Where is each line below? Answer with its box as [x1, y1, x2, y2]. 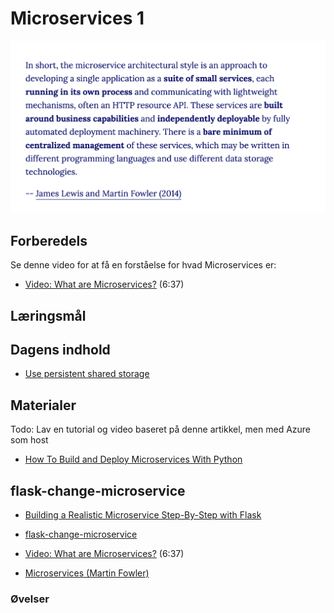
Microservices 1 [10, 7, 145, 30]
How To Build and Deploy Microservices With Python [24, 453, 243, 466]
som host [10, 434, 49, 446]
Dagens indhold [10, 341, 111, 358]
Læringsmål [10, 307, 87, 324]
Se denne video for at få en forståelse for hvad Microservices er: [10, 259, 277, 271]
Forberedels [10, 232, 88, 249]
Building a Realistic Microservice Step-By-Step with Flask [24, 508, 262, 521]
